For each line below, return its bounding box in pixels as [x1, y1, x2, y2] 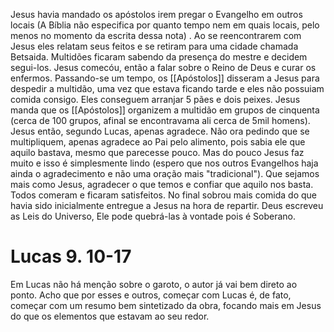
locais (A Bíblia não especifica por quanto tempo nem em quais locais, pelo [10, 19, 320, 31]
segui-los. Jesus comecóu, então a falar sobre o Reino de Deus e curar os [10, 62, 317, 73]
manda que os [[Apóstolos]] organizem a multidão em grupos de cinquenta [10, 104, 320, 116]
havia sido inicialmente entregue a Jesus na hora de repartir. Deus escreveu [10, 200, 324, 211]
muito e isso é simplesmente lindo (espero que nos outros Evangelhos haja [10, 157, 319, 169]
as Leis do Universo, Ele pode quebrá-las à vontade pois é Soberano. [10, 210, 296, 222]
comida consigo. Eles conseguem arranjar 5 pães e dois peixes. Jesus [10, 94, 301, 105]
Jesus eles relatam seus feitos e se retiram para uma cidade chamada [10, 40, 299, 52]
